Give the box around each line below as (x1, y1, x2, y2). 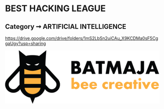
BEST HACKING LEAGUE (5, 3, 106, 14)
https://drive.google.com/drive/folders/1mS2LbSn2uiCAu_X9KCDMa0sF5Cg (5, 35, 158, 41)
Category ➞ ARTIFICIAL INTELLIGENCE (5, 22, 126, 31)
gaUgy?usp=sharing (5, 41, 47, 46)
